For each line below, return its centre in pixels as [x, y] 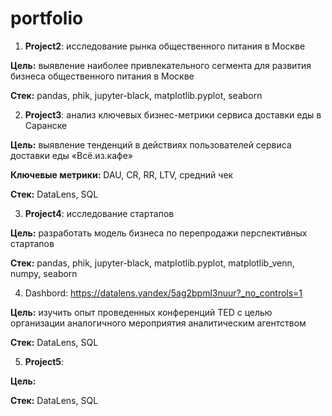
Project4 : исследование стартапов [99, 213]
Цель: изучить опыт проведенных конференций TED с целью [141, 312]
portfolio [47, 18]
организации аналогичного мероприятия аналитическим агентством [158, 323]
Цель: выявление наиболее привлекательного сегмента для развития [161, 65]
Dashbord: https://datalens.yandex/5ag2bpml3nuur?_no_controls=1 [163, 293]
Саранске [46, 125]
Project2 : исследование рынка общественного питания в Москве [165, 46]
